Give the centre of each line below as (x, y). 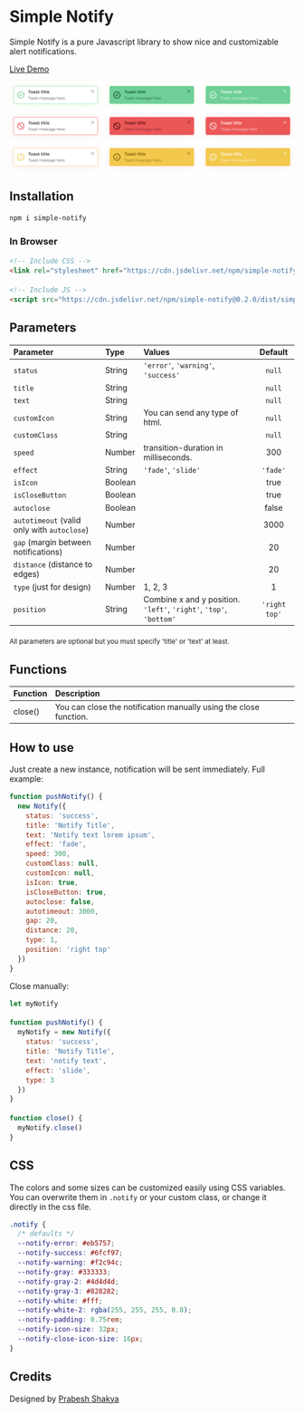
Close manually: (39, 985)
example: (26, 779)
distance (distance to (53, 564)
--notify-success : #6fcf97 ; (71, 1253)
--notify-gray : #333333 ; (64, 1272)
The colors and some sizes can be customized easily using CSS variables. (148, 1187)
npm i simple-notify (48, 218)
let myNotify (34, 1004)
